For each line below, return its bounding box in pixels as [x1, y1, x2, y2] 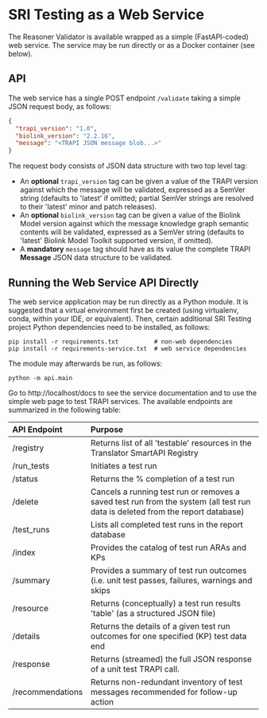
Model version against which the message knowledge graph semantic [19, 219, 250, 229]
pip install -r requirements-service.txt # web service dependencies [8, 344, 247, 352]
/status [12, 473, 38, 484]
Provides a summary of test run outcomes [90, 564, 247, 575]
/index [12, 547, 36, 558]
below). [8, 49, 33, 58]
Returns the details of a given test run [90, 620, 230, 631]
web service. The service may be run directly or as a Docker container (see [8, 40, 256, 49]
